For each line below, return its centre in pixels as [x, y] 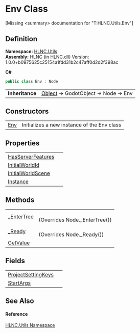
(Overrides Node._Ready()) [71, 235]
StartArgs [19, 283]
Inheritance [22, 93]
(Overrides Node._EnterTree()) [75, 220]
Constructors [27, 111]
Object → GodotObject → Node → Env [87, 93]
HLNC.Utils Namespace [30, 325]
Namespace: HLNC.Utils [31, 51]
